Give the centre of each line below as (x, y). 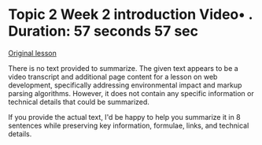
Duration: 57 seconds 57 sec (103, 31)
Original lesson (32, 53)
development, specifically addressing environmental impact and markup (125, 85)
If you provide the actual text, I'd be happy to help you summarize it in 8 (125, 117)
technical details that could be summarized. (79, 102)
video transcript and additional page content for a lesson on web (113, 76)
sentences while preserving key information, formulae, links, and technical (129, 125)
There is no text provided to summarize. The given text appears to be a (123, 68)
